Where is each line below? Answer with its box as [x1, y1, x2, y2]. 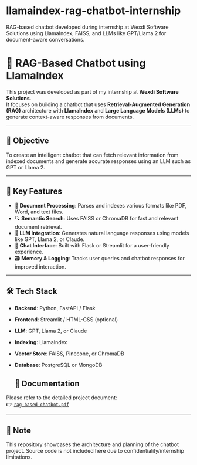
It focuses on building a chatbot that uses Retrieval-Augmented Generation [6, 101, 191, 108]
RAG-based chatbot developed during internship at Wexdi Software [6, 23, 169, 30]
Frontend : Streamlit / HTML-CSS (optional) [14, 316, 118, 323]
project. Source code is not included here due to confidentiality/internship [6, 447, 185, 454]
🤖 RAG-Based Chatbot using [6, 57, 146, 70]
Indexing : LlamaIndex [14, 339, 67, 346]
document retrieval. [14, 223, 62, 230]
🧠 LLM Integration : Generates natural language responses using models [14, 229, 189, 236]
